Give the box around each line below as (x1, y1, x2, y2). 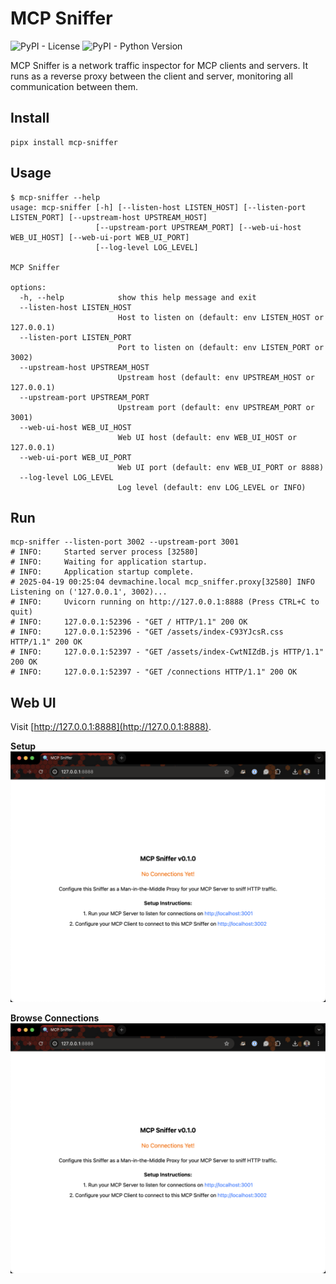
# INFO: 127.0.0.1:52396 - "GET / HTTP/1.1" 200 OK (10, 617, 248, 627)
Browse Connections (10, 1012, 100, 1024)
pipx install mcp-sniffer (10, 137, 118, 147)
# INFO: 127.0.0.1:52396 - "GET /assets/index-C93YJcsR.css (10, 627, 284, 637)
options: (10, 282, 47, 292)
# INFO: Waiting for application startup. (10, 557, 208, 567)
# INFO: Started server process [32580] (10, 547, 199, 557)
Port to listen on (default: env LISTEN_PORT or (117, 342, 325, 352)
